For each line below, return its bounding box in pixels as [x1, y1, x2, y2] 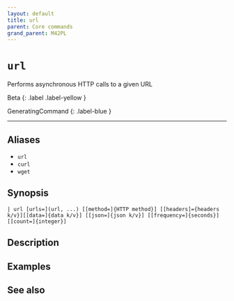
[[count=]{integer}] [7, 217, 68, 225]
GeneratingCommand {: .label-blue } [7, 107, 111, 116]
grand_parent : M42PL [7, 29, 68, 37]
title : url [7, 17, 39, 24]
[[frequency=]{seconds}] [147, 212, 219, 219]
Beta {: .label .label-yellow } [7, 93, 86, 102]
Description [7, 237, 59, 249]
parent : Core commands [7, 23, 73, 30]
